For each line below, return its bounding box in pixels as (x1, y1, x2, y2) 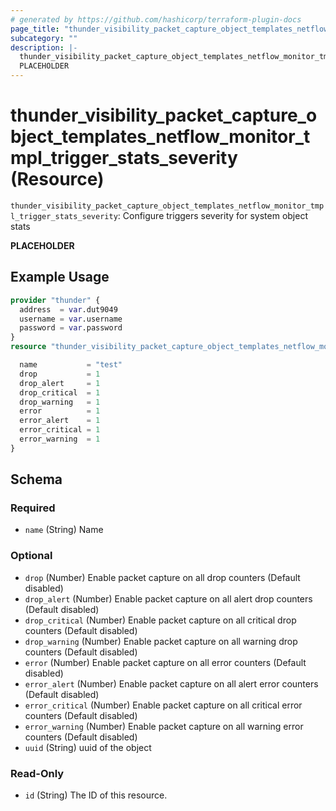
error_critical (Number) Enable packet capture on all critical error (24, 699, 303, 711)
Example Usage (10, 269, 110, 286)
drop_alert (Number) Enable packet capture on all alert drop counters (24, 592, 313, 605)
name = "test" (19, 360, 123, 370)
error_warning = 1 (19, 434, 101, 444)
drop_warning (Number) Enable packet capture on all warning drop (24, 635, 298, 647)
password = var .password (19, 323, 123, 333)
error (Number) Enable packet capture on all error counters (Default (24, 656, 307, 668)
